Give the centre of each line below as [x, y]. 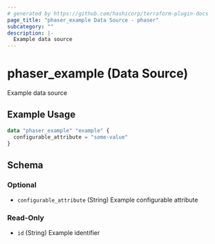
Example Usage [41, 115]
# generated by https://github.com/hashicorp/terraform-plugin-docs [108, 14]
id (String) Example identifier [58, 233]
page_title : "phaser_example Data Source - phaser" [83, 20]
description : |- [30, 33]
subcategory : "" [30, 26]
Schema [25, 165]
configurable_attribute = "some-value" [71, 137]
